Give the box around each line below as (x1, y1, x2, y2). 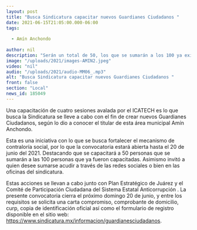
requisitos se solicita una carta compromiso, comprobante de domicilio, (6, 198, 179, 205)
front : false (6, 80, 38, 86)
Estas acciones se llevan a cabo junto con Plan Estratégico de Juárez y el (6, 179, 184, 186)
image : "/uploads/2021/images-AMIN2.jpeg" (6, 58, 111, 64)
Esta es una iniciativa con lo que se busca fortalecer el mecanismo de (6, 136, 175, 144)
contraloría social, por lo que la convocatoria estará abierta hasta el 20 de (6, 143, 185, 150)
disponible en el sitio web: (6, 211, 69, 218)
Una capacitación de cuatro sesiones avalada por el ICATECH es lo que (6, 106, 179, 114)
